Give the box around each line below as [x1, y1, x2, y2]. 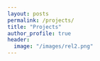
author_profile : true [7, 29, 72, 37]
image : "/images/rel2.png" [13, 43, 94, 50]
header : [7, 36, 30, 43]
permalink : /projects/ [7, 17, 74, 24]
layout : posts [7, 10, 50, 18]
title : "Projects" [7, 23, 62, 30]
